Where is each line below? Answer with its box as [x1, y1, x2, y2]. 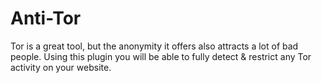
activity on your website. [10, 61, 112, 73]
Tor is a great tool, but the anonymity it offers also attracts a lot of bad [10, 40, 299, 52]
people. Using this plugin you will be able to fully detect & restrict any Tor [10, 50, 312, 62]
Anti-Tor [10, 7, 82, 30]
